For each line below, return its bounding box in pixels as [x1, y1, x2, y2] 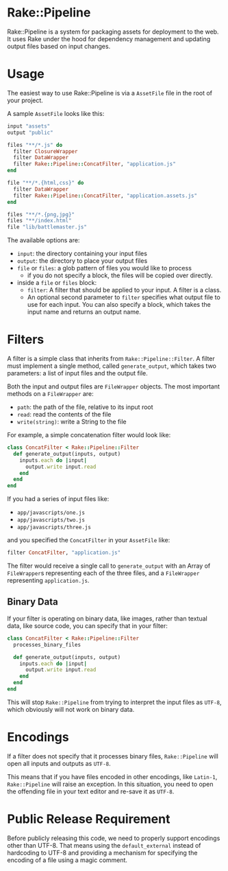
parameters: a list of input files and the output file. [7, 369, 149, 378]
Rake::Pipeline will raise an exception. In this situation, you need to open [7, 780, 214, 788]
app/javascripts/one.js [16, 509, 86, 516]
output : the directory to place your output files [16, 257, 148, 265]
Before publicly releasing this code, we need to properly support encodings [7, 834, 220, 842]
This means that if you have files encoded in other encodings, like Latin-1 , [7, 772, 218, 780]
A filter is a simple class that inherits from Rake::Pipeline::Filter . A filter [7, 355, 216, 363]
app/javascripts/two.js [16, 517, 86, 524]
